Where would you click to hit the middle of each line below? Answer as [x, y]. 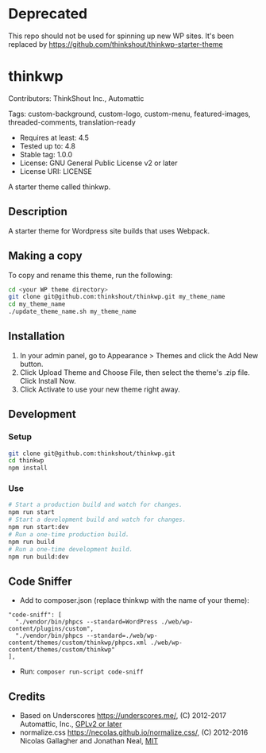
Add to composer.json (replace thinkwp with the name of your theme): [135, 600]
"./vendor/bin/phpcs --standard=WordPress [87, 622]
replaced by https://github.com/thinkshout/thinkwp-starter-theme [116, 44]
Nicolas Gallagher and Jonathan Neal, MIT [89, 741]
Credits [27, 696]
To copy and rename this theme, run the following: [91, 275]
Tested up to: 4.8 [47, 146]
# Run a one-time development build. [71, 549]
